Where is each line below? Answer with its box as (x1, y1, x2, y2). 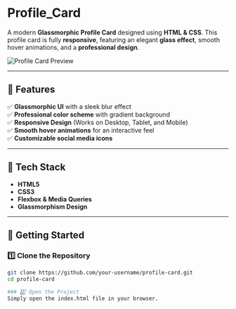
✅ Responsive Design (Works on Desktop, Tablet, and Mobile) (7, 118, 188, 126)
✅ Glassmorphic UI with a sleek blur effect (7, 102, 132, 110)
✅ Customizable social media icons (7, 133, 113, 142)
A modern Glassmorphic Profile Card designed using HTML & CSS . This (7, 28, 218, 37)
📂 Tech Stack (7, 162, 66, 173)
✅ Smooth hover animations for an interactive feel (7, 126, 155, 134)
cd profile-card (7, 276, 55, 283)
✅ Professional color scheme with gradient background (7, 110, 171, 119)
